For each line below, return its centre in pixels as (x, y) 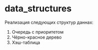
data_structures (38, 9)
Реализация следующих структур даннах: (49, 22)
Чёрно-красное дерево (37, 37)
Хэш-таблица (26, 42)
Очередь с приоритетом (38, 32)
